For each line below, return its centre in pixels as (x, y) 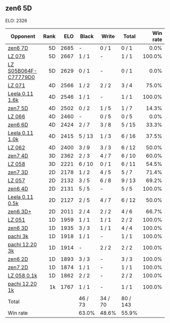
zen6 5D (19, 8)
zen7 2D (18, 267)
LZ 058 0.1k (23, 275)
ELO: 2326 (16, 20)
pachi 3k (18, 236)
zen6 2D (18, 259)
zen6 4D (18, 189)
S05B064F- (23, 70)
